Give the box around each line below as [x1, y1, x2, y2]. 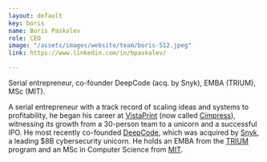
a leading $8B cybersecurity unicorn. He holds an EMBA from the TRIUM [8, 136, 249, 145]
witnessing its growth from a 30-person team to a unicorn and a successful [8, 119, 257, 128]
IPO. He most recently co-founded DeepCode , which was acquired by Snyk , [8, 128, 260, 137]
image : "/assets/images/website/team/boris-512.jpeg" [8, 42, 192, 50]
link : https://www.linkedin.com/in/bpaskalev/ [8, 49, 167, 57]
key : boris [8, 19, 45, 27]
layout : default [8, 11, 63, 20]
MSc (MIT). [8, 87, 46, 96]
